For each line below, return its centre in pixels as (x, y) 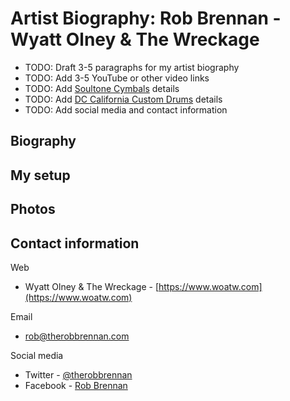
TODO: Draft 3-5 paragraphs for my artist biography (132, 67)
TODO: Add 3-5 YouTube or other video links (117, 78)
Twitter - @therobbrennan (78, 374)
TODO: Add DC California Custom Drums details (123, 99)
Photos (33, 209)
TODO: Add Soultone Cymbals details (102, 88)
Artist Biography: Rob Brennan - (146, 18)
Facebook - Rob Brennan (76, 385)
